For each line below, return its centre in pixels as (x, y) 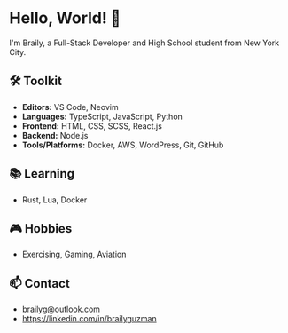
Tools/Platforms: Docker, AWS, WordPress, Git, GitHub (123, 145)
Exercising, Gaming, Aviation (74, 254)
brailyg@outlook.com (61, 309)
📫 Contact (40, 283)
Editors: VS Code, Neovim (70, 107)
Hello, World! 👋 (65, 18)
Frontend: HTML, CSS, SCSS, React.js (92, 126)
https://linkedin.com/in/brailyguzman (89, 319)
